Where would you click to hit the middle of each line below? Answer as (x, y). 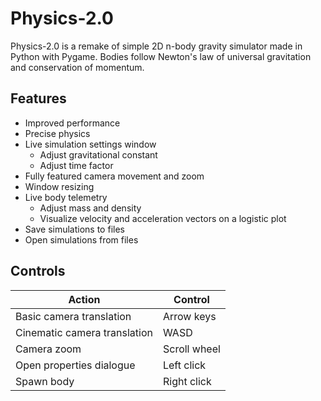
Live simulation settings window (90, 144)
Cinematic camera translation (84, 332)
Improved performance (72, 123)
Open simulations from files (81, 239)
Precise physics (57, 133)
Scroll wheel (191, 349)
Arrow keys (189, 316)
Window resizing (59, 186)
